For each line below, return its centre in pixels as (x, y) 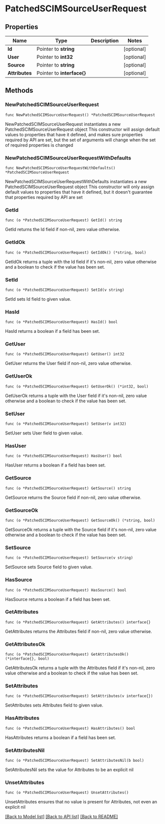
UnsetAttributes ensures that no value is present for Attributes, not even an (81, 802)
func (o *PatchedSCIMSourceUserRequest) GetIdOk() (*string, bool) (76, 252)
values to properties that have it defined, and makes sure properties (74, 134)
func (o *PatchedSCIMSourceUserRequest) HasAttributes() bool (70, 728)
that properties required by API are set (44, 197)
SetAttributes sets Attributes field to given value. (54, 705)
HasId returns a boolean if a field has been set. (52, 331)
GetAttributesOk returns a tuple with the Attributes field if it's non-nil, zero (80, 668)
